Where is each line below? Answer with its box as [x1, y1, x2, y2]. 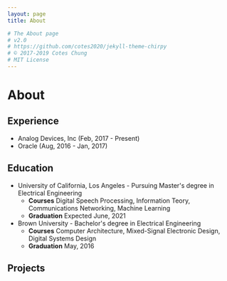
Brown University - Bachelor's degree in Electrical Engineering [17, 218, 201, 228]
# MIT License [7, 56, 50, 64]
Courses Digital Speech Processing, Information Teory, [28, 196, 191, 205]
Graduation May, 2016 [28, 241, 95, 250]
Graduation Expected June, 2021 [28, 211, 126, 220]
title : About [7, 17, 46, 24]
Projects [7, 263, 46, 275]
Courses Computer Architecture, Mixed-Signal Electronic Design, [28, 226, 221, 235]
